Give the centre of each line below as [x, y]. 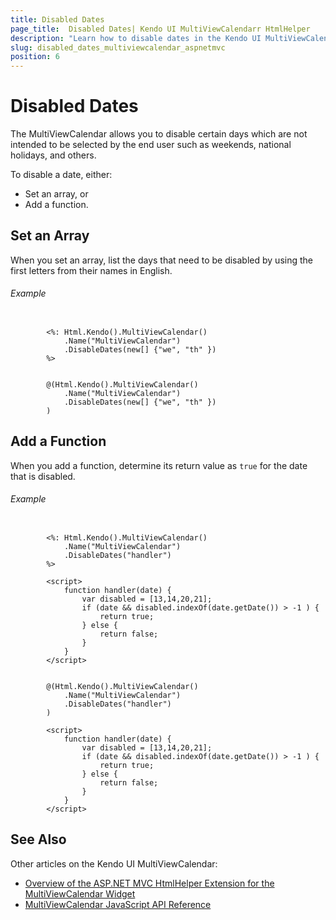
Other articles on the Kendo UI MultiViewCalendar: [114, 863]
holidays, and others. [53, 155]
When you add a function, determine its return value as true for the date [159, 465]
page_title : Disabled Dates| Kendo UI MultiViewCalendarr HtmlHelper [160, 29]
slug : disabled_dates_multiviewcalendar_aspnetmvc [118, 47]
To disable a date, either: [61, 175]
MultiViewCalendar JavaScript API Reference [118, 904]
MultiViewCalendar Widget [80, 893]
